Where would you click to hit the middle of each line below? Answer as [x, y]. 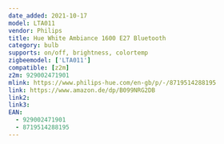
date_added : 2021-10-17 [48, 16]
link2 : [19, 98]
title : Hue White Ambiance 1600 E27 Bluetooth [87, 38]
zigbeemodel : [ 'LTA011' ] [50, 61]
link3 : [19, 105]
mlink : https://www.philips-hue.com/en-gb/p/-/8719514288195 [112, 82]
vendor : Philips [35, 30]
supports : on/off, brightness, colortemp [78, 53]
